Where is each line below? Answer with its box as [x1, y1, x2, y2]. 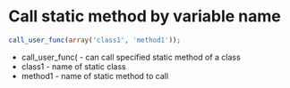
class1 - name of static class [21, 60, 126, 72]
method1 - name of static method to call [21, 70, 169, 81]
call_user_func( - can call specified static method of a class [21, 52, 241, 62]
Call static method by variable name [8, 6, 281, 27]
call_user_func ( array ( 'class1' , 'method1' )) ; [8, 36, 181, 44]
